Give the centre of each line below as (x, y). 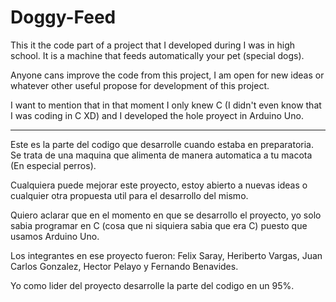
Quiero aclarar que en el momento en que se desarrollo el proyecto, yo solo (166, 215)
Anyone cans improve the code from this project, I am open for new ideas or (167, 75)
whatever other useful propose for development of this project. (140, 85)
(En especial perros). (53, 165)
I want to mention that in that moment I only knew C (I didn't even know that (166, 105)
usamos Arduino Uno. (55, 236)
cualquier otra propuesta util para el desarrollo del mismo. (129, 195)
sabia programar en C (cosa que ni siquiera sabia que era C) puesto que (159, 225)
